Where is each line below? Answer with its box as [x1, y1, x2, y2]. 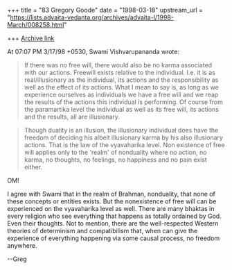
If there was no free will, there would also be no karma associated [24, 61, 213, 69]
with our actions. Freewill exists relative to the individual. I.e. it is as [24, 69, 216, 76]
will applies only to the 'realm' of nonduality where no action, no [24, 149, 207, 156]
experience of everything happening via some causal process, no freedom [7, 234, 220, 242]
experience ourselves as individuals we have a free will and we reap [24, 90, 219, 99]
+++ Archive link [7, 34, 55, 42]
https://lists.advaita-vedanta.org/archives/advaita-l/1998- [10, 13, 175, 22]
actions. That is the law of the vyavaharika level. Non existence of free [24, 141, 225, 149]
